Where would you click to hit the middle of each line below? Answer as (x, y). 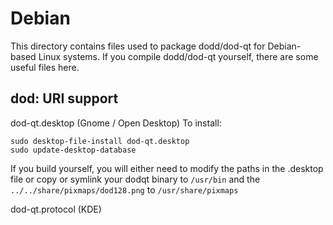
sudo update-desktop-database (73, 150)
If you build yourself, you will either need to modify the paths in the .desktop (167, 168)
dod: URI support (64, 98)
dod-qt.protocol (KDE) (56, 209)
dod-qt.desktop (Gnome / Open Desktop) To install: (116, 123)
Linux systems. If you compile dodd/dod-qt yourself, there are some (178, 56)
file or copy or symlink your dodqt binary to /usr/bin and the (135, 179)
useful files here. (45, 67)
